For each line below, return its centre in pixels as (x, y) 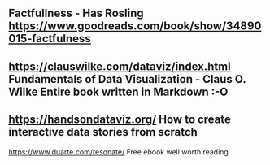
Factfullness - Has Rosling (76, 13)
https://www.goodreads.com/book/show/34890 (135, 26)
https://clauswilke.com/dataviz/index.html (120, 66)
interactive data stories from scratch (103, 132)
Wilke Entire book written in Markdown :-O (118, 91)
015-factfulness (50, 39)
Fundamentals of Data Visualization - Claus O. (127, 79)
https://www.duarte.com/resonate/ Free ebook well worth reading (119, 152)
